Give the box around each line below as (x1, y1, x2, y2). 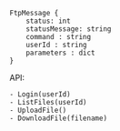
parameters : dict (25, 48, 95, 57)
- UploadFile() (9, 106, 67, 115)
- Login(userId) (9, 90, 71, 99)
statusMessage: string (25, 25, 112, 34)
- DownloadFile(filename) (9, 114, 107, 123)
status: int (25, 16, 71, 25)
